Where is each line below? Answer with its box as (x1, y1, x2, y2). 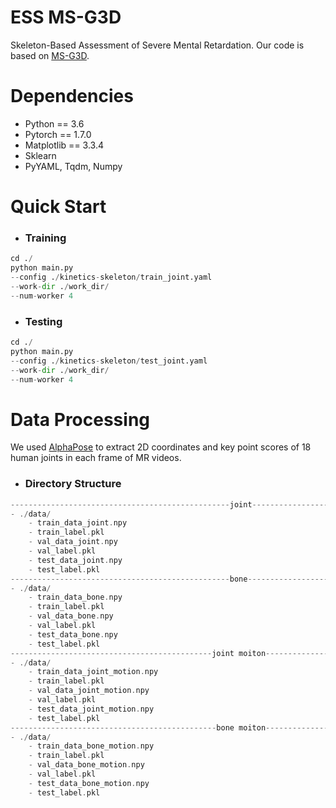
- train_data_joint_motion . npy (28, 667, 159, 677)
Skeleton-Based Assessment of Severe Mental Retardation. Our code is (10, 39, 305, 51)
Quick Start (10, 196, 107, 218)
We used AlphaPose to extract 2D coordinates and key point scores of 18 (10, 441, 312, 453)
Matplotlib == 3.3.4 (24, 139, 104, 151)
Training (24, 231, 67, 245)
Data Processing (10, 408, 151, 431)
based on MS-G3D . (10, 49, 90, 61)
